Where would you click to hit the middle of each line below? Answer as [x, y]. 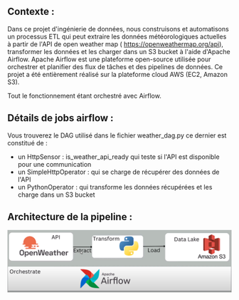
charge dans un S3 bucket [56, 195]
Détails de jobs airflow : [60, 118]
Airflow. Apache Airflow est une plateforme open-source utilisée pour [109, 59]
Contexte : [31, 12]
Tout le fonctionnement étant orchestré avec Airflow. [84, 95]
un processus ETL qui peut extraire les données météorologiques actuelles [117, 36]
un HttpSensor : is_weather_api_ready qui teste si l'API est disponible [118, 157]
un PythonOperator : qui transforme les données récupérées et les [115, 187]
